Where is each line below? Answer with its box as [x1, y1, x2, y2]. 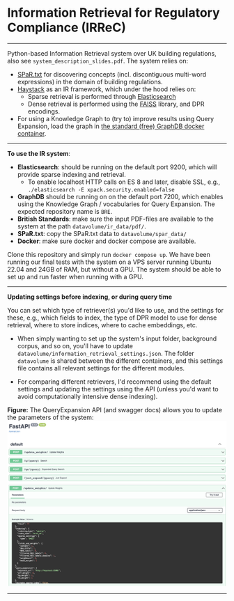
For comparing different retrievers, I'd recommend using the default [17, 377, 212, 386]
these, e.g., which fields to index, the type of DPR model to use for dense [7, 313, 217, 322]
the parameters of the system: [7, 413, 94, 421]
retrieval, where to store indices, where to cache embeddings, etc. [7, 320, 198, 329]
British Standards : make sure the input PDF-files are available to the [17, 214, 214, 223]
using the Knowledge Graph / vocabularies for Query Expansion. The [17, 200, 216, 208]
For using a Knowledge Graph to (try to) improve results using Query [17, 114, 214, 123]
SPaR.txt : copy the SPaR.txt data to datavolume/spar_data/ [17, 229, 187, 237]
